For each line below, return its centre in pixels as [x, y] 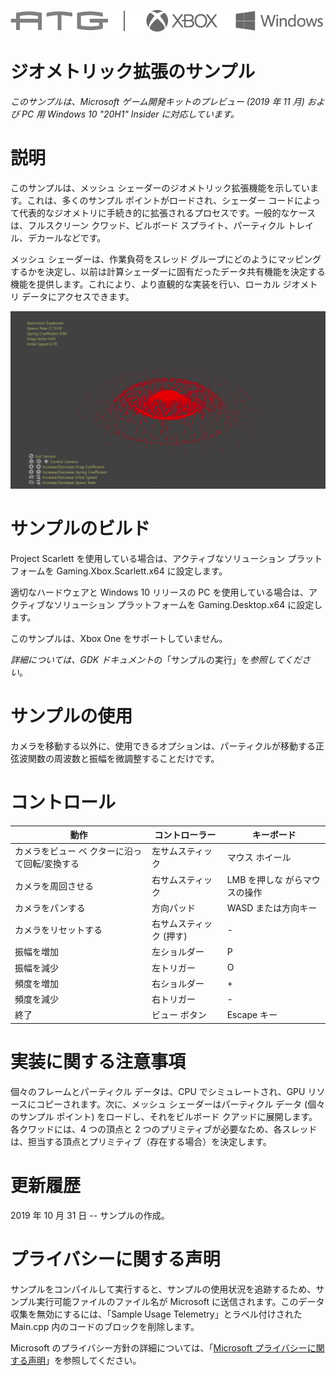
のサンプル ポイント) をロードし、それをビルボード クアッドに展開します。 [164, 1116]
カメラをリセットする [58, 930]
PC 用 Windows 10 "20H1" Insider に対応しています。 [130, 114]
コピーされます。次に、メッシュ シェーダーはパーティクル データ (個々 [181, 1104]
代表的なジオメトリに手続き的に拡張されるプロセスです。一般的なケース [167, 212]
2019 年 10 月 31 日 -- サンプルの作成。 [90, 1215]
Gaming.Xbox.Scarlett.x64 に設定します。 [142, 571]
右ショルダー [178, 983]
